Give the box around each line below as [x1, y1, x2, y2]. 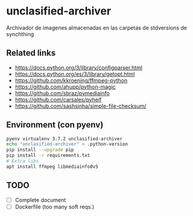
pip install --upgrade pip [6, 147, 74, 153]
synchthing [6, 30, 34, 37]
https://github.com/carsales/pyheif [14, 96, 102, 103]
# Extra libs [6, 158, 39, 164]
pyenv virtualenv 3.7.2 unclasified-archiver [6, 135, 122, 142]
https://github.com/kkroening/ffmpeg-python [14, 76, 128, 84]
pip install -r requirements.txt [6, 152, 90, 159]
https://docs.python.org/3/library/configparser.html [14, 64, 143, 71]
